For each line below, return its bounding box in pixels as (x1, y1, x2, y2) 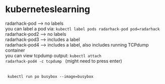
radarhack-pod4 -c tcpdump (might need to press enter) (5, 58, 123, 64)
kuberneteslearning (5, 4, 90, 15)
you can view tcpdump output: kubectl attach (5, 52, 102, 59)
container (5, 47, 25, 53)
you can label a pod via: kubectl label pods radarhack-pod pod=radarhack (5, 25, 160, 31)
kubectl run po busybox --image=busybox (7, 74, 94, 79)
